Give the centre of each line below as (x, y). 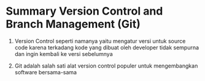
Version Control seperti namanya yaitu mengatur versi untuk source (100, 41)
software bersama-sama (46, 72)
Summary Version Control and (84, 11)
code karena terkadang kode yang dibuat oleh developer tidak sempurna (107, 48)
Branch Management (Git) (73, 24)
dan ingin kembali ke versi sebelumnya (64, 54)
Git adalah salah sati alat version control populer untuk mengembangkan (106, 66)
